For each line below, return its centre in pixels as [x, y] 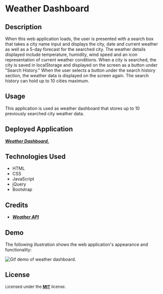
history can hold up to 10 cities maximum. [47, 81]
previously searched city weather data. [45, 113]
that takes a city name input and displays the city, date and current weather [82, 44]
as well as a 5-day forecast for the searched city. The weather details [76, 49]
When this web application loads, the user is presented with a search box [79, 39]
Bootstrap [22, 190]
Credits [17, 205]
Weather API [26, 217]
